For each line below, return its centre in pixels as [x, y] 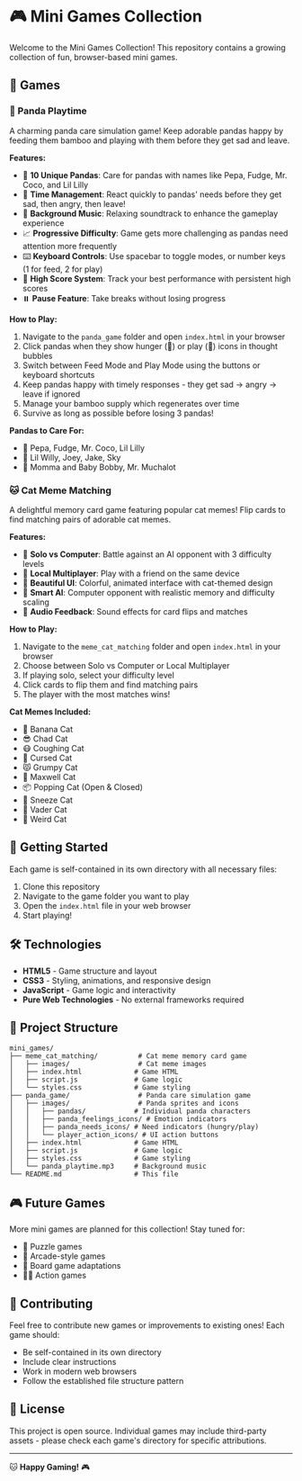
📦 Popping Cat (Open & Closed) [83, 786]
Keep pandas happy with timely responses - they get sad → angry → [149, 384]
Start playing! [47, 915]
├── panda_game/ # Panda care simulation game [130, 1096]
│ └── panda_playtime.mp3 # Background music [108, 1167]
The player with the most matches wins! [96, 694]
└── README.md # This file [94, 1174]
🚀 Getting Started [59, 847]
